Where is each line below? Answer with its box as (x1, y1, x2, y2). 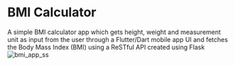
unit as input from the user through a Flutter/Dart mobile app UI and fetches (7, 35, 229, 43)
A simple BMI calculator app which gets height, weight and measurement (7, 28, 222, 36)
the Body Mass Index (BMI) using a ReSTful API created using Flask (7, 43, 205, 51)
